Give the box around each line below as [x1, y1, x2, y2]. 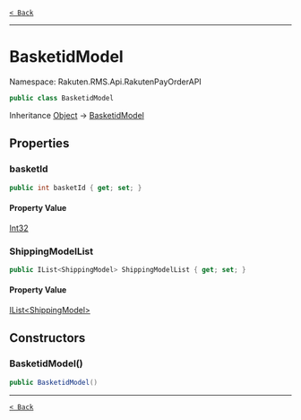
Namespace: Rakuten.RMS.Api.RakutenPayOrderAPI [9, 76, 202, 87]
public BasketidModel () [9, 378, 99, 387]
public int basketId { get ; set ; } [9, 183, 142, 192]
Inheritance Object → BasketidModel [9, 109, 145, 120]
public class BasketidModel [9, 93, 115, 102]
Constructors [9, 330, 86, 346]
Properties [9, 136, 70, 152]
